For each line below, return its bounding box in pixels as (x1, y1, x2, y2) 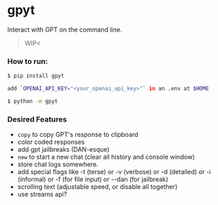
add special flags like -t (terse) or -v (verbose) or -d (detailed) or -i (17, 168, 211, 176)
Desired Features (7, 114, 68, 124)
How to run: (7, 56, 49, 66)
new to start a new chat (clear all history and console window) (17, 153, 195, 161)
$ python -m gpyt (7, 98, 58, 105)
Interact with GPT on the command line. (7, 25, 122, 34)
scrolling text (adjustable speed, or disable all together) (17, 183, 178, 191)
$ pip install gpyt (7, 72, 65, 79)
